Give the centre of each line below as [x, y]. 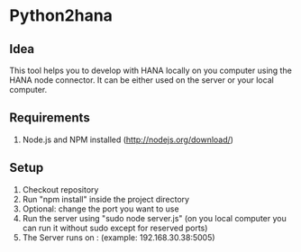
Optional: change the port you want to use [100, 209]
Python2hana [61, 16]
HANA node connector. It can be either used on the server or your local [142, 80]
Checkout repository [60, 189]
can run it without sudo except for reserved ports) [115, 228]
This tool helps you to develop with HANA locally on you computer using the [151, 70]
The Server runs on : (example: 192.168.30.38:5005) [119, 237]
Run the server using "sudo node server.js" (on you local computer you [154, 218]
